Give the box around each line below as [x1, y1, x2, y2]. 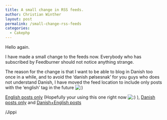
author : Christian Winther [5, 12, 61, 17]
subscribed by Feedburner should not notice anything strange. [5, 59, 134, 65]
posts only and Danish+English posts [5, 100, 81, 105]
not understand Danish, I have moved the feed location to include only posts [5, 79, 162, 85]
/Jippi [5, 109, 17, 115]
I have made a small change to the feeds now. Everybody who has [5, 54, 141, 60]
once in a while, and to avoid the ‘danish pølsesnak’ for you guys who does [5, 74, 160, 80]
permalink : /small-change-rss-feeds [5, 21, 81, 26]
